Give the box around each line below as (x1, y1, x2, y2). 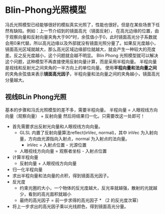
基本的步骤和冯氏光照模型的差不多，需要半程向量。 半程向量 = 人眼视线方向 (5, 107, 158, 113)
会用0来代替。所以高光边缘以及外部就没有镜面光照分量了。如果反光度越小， (5, 40, 159, 46)
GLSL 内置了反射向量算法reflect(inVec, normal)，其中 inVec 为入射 (19, 129, 154, 135)
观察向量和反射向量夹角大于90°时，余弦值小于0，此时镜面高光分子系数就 (9, 34, 157, 40)
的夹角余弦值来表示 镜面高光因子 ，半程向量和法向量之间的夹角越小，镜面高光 (5, 71, 160, 77)
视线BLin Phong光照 (5, 93, 67, 101)
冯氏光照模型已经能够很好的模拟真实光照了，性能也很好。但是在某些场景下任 (5, 22, 160, 28)
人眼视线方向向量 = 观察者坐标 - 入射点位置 (19, 148, 107, 154)
